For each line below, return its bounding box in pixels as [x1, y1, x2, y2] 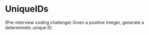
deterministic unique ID [5, 24, 52, 30]
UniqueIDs [5, 3, 49, 15]
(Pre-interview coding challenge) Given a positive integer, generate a [5, 19, 145, 25]
